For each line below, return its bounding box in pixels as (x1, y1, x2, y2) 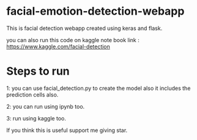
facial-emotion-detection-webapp (6, 4, 185, 18)
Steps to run (6, 64, 70, 78)
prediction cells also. (6, 90, 59, 98)
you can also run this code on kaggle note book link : (6, 36, 139, 43)
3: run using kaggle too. (6, 114, 66, 122)
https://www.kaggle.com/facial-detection (6, 43, 110, 50)
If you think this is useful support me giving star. (6, 127, 128, 134)
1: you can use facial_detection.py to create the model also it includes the (6, 84, 191, 92)
